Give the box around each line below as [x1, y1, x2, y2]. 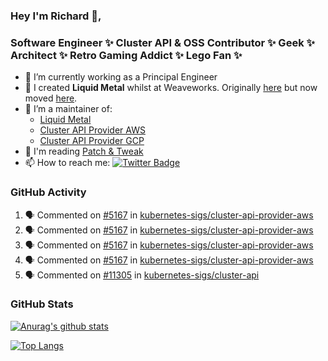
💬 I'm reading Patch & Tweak [24, 145, 144, 158]
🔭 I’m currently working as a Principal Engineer [24, 71, 218, 83]
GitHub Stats [10, 297, 74, 311]
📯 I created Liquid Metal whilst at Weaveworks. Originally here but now [24, 82, 318, 94]
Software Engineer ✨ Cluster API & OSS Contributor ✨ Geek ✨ [10, 35, 315, 49]
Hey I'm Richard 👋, [10, 9, 102, 23]
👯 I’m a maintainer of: [24, 103, 113, 115]
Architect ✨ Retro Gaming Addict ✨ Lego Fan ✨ [10, 48, 243, 62]
